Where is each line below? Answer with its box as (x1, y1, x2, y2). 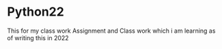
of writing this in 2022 (7, 33, 70, 42)
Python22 (7, 4, 65, 20)
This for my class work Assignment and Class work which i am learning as (7, 27, 216, 35)
